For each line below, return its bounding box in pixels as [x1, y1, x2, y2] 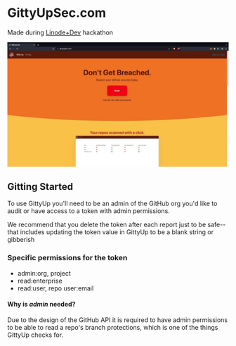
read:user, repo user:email [17, 283, 94, 293]
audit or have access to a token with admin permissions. [7, 207, 170, 215]
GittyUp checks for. [7, 331, 64, 339]
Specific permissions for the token [7, 253, 128, 263]
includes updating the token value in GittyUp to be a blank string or [20, 228, 214, 236]
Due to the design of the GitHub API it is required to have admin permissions [7, 315, 228, 324]
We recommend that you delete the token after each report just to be [7, 220, 206, 229]
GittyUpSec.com [7, 5, 107, 21]
